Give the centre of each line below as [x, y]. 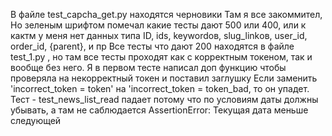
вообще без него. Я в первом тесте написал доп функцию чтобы [148, 67]
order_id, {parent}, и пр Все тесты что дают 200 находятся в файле [152, 46]
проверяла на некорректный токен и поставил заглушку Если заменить [164, 78]
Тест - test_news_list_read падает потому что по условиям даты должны [164, 99]
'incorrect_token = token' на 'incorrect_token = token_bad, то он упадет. [160, 88]
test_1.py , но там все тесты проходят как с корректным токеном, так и [161, 57]
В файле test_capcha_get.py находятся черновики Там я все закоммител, [166, 14]
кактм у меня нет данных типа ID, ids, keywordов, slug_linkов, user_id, [159, 35]
